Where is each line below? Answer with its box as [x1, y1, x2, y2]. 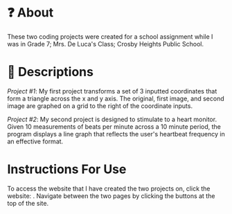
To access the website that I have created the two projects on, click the [7, 184, 211, 193]
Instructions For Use [7, 161, 127, 177]
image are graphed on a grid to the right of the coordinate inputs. [7, 101, 193, 110]
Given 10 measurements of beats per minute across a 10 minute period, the [7, 122, 222, 131]
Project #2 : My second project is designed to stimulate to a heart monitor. [7, 115, 217, 123]
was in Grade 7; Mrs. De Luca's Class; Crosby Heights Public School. [7, 39, 204, 48]
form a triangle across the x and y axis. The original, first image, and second [7, 94, 224, 102]
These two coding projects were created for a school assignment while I [7, 32, 213, 41]
